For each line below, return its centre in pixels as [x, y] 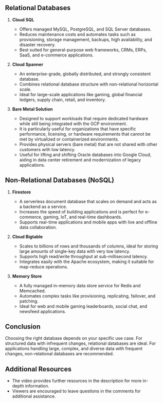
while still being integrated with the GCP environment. [73, 123]
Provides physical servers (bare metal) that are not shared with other [88, 144]
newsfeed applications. [43, 311]
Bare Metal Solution [32, 109]
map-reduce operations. [44, 266]
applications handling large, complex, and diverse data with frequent [74, 349]
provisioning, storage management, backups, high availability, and [86, 39]
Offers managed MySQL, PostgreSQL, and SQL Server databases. [85, 29]
